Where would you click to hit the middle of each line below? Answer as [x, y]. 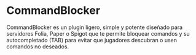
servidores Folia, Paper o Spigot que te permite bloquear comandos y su [98, 33]
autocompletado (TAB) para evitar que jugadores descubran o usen [92, 40]
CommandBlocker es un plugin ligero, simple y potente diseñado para [95, 27]
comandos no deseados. [38, 47]
